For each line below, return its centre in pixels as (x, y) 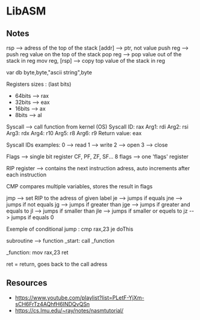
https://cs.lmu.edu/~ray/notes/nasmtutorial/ (69, 310)
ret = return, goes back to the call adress (57, 264)
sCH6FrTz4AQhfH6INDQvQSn (52, 304)
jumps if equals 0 (33, 217)
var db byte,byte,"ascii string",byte (49, 72)
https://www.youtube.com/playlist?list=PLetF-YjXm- (80, 298)
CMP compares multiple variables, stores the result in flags (80, 186)
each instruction (27, 174)
